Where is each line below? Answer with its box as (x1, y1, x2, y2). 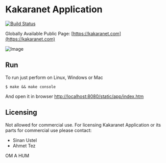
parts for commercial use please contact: (5, 127, 92, 133)
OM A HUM (5, 152, 30, 158)
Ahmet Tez (12, 142, 36, 149)
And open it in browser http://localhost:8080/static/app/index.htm (5, 93, 144, 99)
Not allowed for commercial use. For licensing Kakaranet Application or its (5, 121, 161, 128)
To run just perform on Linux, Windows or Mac (5, 74, 103, 80)
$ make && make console (5, 84, 56, 89)
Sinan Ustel (12, 137, 37, 143)
